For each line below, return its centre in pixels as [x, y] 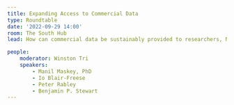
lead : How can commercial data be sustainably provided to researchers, [115, 40]
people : [18, 52]
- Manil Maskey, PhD [62, 71]
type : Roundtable [32, 20]
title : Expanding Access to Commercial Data [73, 14]
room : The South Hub [37, 33]
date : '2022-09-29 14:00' [45, 26]
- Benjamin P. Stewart [65, 91]
